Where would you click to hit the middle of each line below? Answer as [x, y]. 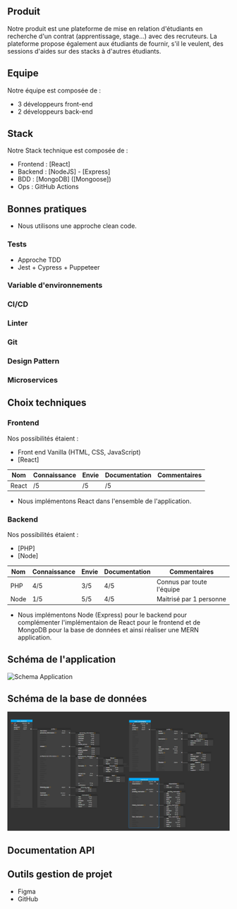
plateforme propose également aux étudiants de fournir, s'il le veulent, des [115, 43]
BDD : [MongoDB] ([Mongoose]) [64, 179]
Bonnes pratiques [47, 209]
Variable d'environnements [55, 285]
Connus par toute [182, 582]
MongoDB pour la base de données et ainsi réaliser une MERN [108, 630]
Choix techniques [47, 403]
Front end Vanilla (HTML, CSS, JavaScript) [79, 452]
